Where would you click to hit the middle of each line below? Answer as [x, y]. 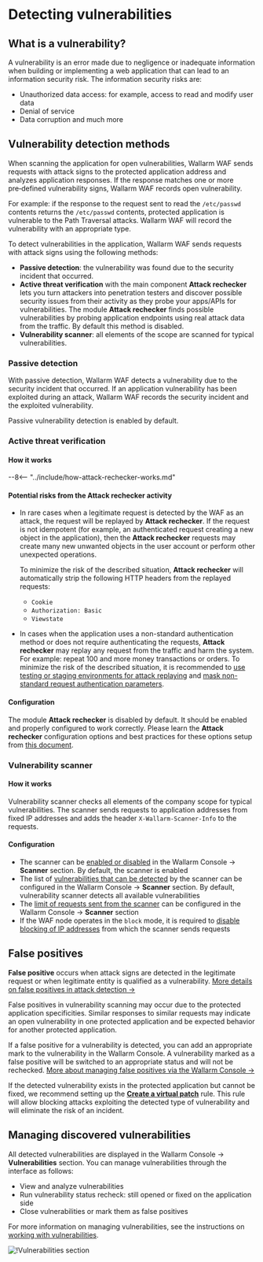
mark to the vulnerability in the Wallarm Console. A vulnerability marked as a [131, 1053]
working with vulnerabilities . [54, 1234]
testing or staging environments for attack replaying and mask [120, 675]
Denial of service [47, 111]
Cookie [42, 603]
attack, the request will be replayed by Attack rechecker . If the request [135, 521]
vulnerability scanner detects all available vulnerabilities [110, 895]
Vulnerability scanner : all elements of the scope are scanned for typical [137, 334]
